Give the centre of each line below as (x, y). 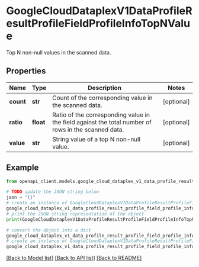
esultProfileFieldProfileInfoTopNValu (98, 23)
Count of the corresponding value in (102, 98)
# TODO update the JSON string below (53, 192)
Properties (26, 71)
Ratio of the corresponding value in (101, 115)
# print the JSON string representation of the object (75, 214)
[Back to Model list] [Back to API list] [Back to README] (74, 258)
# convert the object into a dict (49, 230)
